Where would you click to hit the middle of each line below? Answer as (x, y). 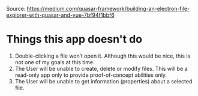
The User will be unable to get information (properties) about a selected (103, 81)
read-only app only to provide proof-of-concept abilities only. (91, 75)
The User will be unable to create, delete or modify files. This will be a (101, 68)
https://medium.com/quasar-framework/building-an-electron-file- (108, 9)
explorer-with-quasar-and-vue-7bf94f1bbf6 (61, 15)
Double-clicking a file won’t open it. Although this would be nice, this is (103, 56)
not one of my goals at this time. (55, 62)
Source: (16, 9)
